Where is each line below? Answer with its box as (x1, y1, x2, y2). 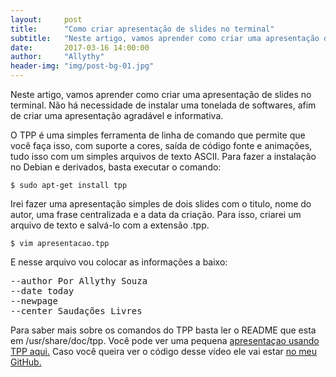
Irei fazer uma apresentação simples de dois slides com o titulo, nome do (10, 198, 312, 210)
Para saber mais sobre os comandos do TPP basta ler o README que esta (10, 324, 317, 336)
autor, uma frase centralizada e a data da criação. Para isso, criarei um (10, 209, 302, 220)
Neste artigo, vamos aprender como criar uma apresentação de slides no (10, 89, 312, 100)
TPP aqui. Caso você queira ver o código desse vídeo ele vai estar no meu (10, 346, 318, 357)
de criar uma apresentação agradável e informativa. (10, 110, 224, 121)
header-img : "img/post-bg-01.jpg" (10, 61, 155, 71)
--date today (10, 286, 75, 296)
